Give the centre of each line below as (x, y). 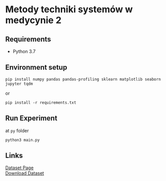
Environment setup (36, 67)
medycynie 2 (33, 20)
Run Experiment (31, 118)
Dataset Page (20, 168)
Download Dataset (25, 173)
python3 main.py (22, 140)
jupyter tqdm (19, 84)
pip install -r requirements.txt (41, 103)
